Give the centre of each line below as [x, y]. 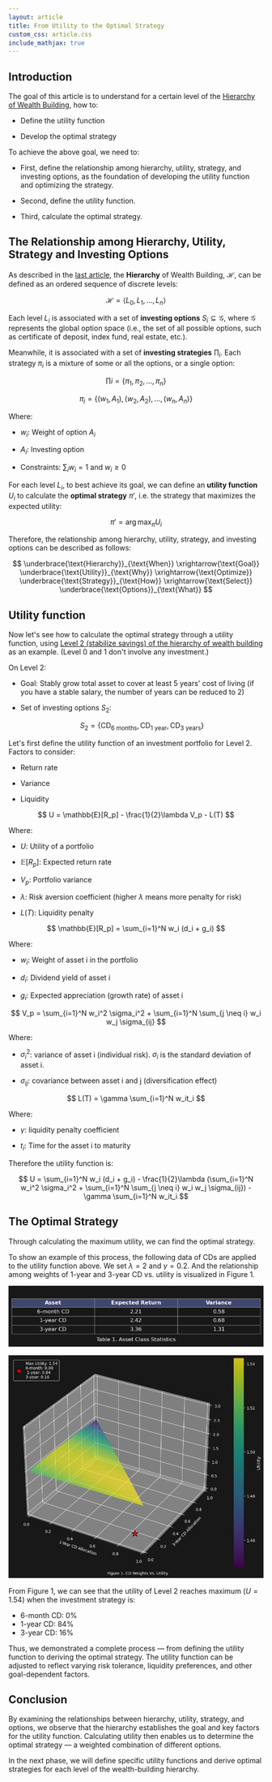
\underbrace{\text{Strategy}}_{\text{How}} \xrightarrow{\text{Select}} [136, 581]
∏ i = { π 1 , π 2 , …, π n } [136, 382]
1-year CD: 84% [47, 1624]
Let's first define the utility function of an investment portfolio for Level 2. [130, 743]
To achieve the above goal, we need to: [74, 152]
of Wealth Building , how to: [53, 105]
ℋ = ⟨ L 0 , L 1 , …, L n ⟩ [136, 301]
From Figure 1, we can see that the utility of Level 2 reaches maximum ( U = [134, 1590]
